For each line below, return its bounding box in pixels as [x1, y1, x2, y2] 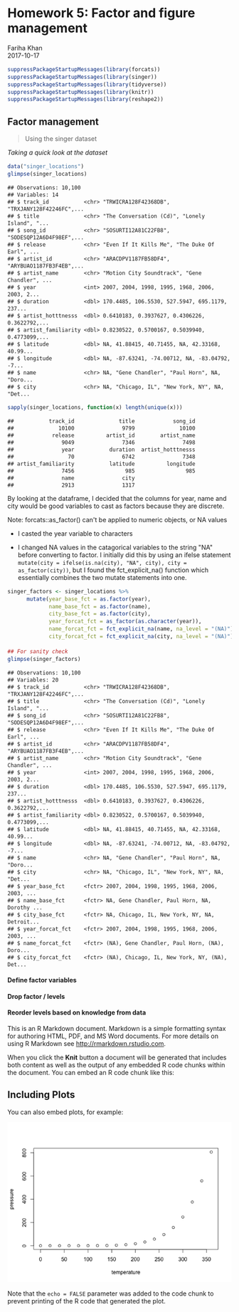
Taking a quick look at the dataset [7, 148, 108, 157]
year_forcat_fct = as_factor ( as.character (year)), [48, 618, 202, 625]
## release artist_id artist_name [7, 432, 196, 439]
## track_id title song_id [7, 418, 196, 425]
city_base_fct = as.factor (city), [48, 610, 152, 618]
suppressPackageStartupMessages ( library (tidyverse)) [7, 80, 167, 88]
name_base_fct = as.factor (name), [48, 603, 152, 610]
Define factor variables [7, 976, 77, 985]
